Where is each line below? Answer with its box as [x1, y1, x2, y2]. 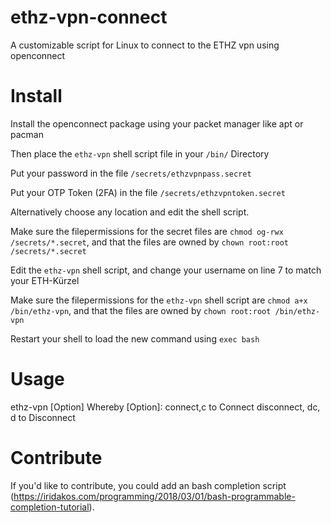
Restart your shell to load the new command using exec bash [10, 332, 260, 345]
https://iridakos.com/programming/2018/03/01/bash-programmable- [13, 490, 296, 502]
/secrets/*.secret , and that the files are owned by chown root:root [10, 236, 289, 248]
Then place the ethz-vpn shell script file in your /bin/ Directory [10, 147, 270, 160]
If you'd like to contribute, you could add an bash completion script [10, 479, 287, 491]
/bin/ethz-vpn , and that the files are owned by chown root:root [10, 304, 272, 316]
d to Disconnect [10, 411, 76, 423]
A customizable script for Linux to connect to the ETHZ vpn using [10, 39, 280, 51]
